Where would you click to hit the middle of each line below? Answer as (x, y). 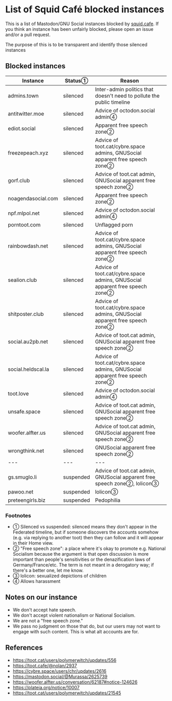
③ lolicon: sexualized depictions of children (59, 576)
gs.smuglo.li (22, 477)
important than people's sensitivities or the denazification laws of (82, 560)
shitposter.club (26, 314)
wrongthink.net (26, 450)
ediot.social (22, 128)
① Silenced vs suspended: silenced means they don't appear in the (85, 527)
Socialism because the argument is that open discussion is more (81, 554)
